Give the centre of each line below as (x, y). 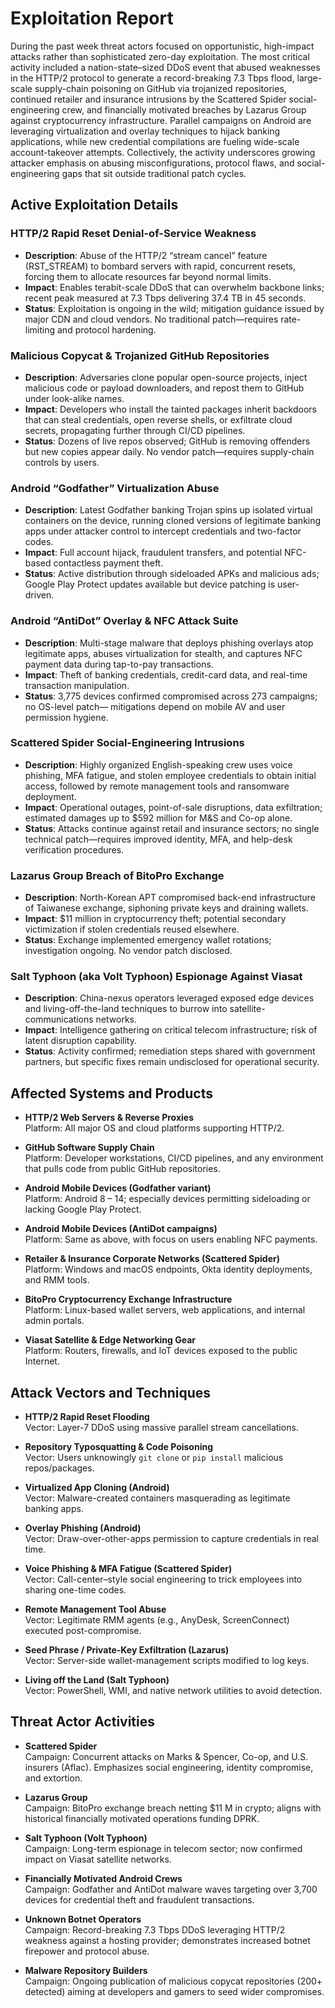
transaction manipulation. (77, 685)
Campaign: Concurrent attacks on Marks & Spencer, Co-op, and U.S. (166, 1756)
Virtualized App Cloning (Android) (97, 1488)
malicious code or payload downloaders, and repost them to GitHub (164, 388)
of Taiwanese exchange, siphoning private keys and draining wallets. (166, 908)
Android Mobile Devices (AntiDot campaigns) (121, 1229)
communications (59, 1019)
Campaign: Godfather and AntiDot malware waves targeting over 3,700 (171, 1889)
